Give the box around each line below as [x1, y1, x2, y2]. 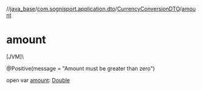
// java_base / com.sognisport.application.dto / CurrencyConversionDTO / [6, 5, 182, 12]
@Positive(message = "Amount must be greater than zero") [6, 64, 155, 72]
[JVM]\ [6, 53, 24, 60]
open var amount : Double [6, 76, 70, 84]
